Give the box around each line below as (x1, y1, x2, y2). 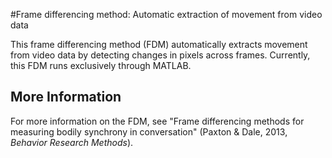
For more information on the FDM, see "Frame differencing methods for (10, 115, 305, 127)
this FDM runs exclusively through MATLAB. (10, 60, 192, 71)
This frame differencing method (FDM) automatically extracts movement (10, 39, 308, 50)
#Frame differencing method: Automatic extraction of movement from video (10, 9, 323, 20)
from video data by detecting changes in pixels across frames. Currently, (10, 49, 311, 61)
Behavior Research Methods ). (10, 136, 134, 148)
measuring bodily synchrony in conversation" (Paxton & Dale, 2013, (10, 125, 288, 138)
